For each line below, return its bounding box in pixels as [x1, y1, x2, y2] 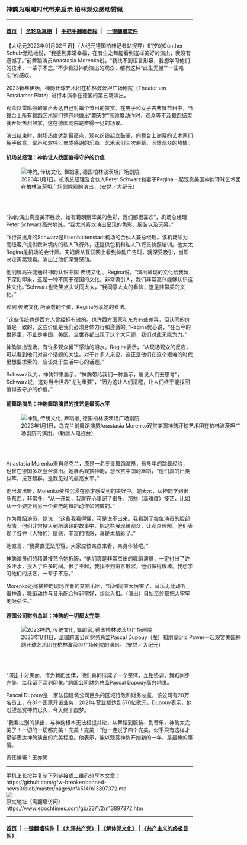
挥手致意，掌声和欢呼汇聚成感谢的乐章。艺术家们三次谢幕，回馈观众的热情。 [6, 139, 193, 146]
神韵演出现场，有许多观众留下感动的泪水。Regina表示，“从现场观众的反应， [6, 343, 191, 350]
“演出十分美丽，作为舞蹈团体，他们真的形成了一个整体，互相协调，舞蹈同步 [6, 672, 191, 679]
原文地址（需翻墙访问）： [6, 798, 66, 805]
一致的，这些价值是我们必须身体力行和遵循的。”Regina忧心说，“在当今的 [16, 323, 191, 330]
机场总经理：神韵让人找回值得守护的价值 [6, 154, 105, 161]
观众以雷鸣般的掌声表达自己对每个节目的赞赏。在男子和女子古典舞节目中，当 [6, 104, 193, 111]
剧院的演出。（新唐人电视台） [25, 429, 97, 436]
